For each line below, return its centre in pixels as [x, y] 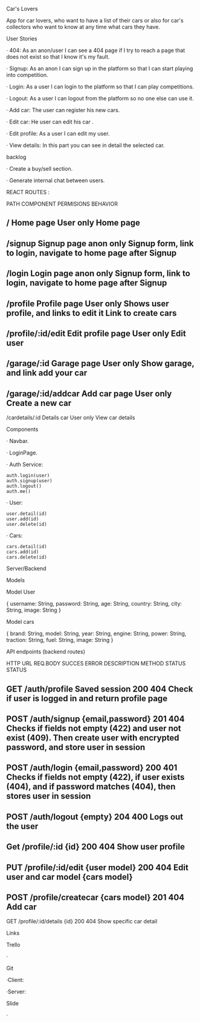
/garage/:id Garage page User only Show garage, [100, 363]
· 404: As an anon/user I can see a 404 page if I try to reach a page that [96, 50]
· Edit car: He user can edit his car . [50, 122]
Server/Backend [26, 569]
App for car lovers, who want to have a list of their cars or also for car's [95, 20]
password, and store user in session [76, 747]
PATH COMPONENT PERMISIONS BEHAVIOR [62, 204]
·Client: [15, 980]
